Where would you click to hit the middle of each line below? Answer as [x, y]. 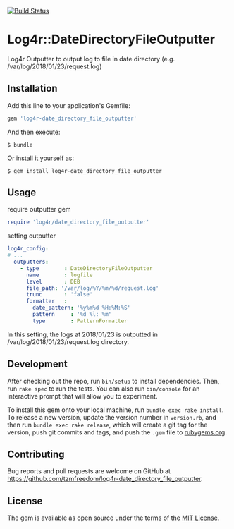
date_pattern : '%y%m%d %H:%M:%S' [82, 308]
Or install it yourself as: [41, 158]
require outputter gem [39, 209]
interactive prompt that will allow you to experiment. [82, 396]
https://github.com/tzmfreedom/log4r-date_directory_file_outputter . [105, 479]
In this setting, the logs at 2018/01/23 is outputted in [83, 334]
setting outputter [32, 236]
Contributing [36, 455]
